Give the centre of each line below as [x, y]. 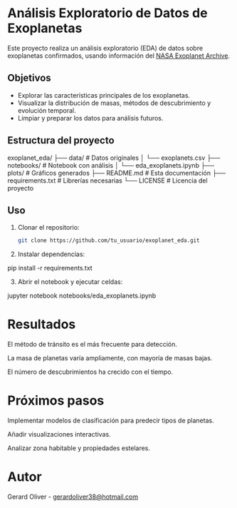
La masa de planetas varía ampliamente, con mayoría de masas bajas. [110, 358]
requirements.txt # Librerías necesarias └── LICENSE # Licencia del [107, 181]
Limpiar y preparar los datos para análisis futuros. [90, 118]
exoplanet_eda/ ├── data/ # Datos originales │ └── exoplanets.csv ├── [114, 158]
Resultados [42, 324]
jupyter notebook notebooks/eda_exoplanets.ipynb [82, 296]
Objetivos [29, 78]
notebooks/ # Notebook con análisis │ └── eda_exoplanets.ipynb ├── [111, 165]
